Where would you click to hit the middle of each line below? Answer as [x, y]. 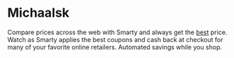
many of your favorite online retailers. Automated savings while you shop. [115, 47]
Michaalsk [38, 13]
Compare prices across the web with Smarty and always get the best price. [117, 32]
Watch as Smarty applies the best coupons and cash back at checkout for [115, 39]
